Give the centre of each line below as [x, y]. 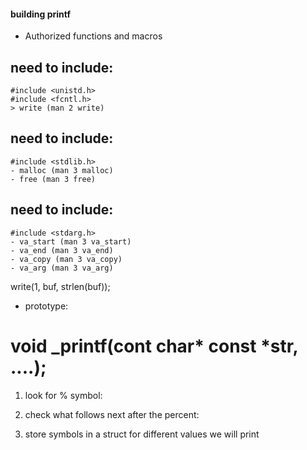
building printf [40, 14]
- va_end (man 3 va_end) [62, 250]
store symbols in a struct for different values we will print [142, 434]
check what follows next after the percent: [112, 414]
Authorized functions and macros [93, 36]
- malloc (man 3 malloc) [62, 170]
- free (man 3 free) [53, 179]
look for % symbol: [63, 395]
